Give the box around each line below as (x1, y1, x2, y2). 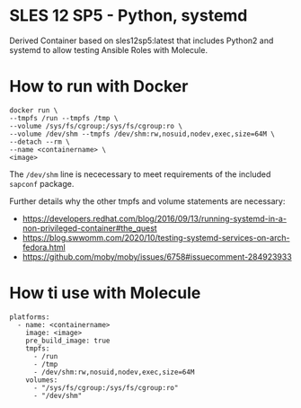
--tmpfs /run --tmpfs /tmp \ (9, 113, 119, 122)
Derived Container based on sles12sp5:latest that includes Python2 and (9, 35, 274, 46)
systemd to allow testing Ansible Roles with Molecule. (9, 44, 208, 55)
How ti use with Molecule (9, 283, 201, 304)
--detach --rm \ (9, 137, 70, 146)
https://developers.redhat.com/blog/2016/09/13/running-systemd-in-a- (22, 213, 288, 224)
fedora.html (22, 242, 66, 253)
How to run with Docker (9, 76, 189, 97)
